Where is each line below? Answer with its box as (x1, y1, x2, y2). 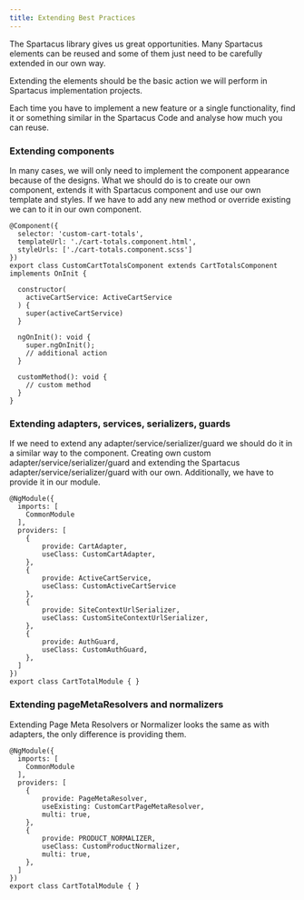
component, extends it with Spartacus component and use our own (9, 184, 261, 195)
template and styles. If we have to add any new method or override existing (9, 194, 291, 205)
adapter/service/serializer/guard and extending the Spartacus (9, 457, 240, 468)
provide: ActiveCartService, (42, 574, 152, 583)
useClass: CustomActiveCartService (42, 582, 177, 591)
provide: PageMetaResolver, (42, 794, 148, 803)
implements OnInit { (9, 269, 88, 278)
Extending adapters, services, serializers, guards (9, 417, 231, 430)
